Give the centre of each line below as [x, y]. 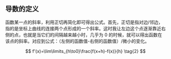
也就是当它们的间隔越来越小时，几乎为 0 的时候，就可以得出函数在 [92, 35]
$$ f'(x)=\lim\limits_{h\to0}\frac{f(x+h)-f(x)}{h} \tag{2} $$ [85, 51]
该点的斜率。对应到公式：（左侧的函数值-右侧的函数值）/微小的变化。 [77, 41]
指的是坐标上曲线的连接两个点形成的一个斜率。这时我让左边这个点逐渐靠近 [83, 28]
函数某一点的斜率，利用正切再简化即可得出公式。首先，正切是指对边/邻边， [84, 22]
